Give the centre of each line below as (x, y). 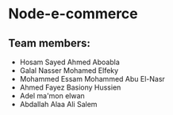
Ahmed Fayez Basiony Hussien (70, 87)
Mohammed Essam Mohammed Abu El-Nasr (92, 79)
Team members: (50, 43)
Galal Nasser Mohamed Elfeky (69, 71)
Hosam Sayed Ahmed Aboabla (70, 62)
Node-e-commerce (73, 14)
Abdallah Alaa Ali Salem (58, 104)
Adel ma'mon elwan (52, 96)
